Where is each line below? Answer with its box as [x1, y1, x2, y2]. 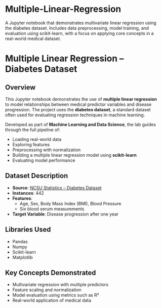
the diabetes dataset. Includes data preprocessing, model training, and [5, 25, 149, 31]
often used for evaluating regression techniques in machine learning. [5, 112, 145, 118]
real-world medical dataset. [5, 36, 61, 42]
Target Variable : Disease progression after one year [12, 211, 119, 217]
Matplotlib [12, 254, 33, 260]
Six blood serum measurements [19, 206, 84, 212]
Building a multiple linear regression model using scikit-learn [12, 152, 137, 158]
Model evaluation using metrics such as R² [12, 292, 99, 298]
